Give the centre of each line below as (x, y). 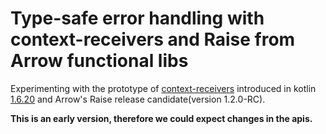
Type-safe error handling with (137, 18)
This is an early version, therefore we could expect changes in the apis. (161, 118)
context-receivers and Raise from (153, 39)
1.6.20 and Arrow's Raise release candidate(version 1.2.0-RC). (138, 99)
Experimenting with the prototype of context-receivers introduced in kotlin (163, 88)
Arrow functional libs (99, 61)
